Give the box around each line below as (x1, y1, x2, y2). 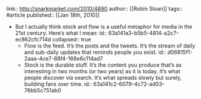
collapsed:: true (52, 36, 91, 43)
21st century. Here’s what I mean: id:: (15, 29, 107, 37)
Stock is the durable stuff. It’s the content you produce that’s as (24, 61, 182, 68)
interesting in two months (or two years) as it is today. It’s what (24, 68, 180, 74)
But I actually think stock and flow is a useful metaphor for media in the (15, 23, 193, 30)
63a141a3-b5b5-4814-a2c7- (108, 29, 179, 37)
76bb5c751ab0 (24, 87, 62, 94)
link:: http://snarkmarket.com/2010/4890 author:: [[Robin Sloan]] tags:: (6, 5, 183, 12)
